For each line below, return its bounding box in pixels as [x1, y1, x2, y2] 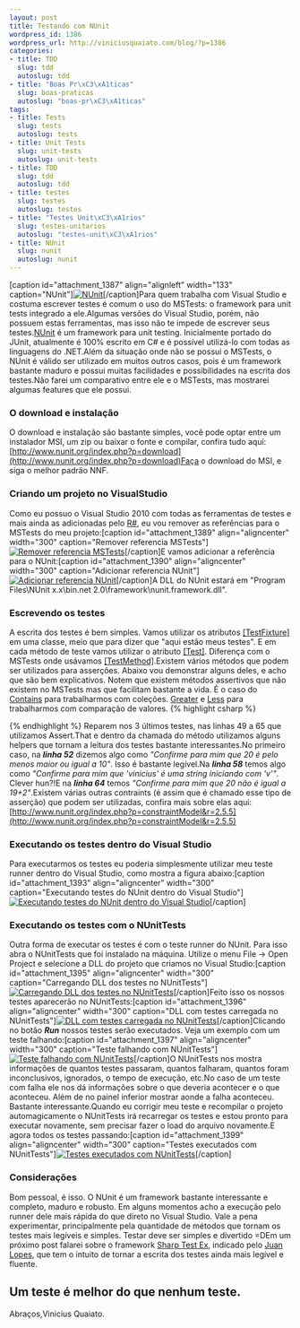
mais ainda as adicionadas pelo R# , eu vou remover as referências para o [9, 517, 280, 528]
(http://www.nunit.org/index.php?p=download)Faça [9, 456, 200, 466]
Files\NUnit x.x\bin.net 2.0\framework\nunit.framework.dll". [9, 584, 227, 595]
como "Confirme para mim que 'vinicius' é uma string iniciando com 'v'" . [9, 768, 279, 778]
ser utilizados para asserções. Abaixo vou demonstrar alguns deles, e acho [9, 664, 287, 675]
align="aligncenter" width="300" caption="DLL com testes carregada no [9, 1006, 279, 1017]
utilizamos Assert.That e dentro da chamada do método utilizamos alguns [9, 730, 281, 741]
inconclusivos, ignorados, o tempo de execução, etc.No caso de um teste [9, 1072, 280, 1083]
